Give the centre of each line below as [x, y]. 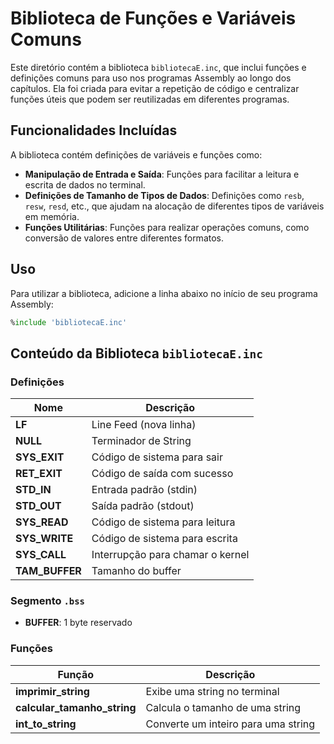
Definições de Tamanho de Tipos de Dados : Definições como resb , [164, 195]
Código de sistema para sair [157, 457]
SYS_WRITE [44, 539]
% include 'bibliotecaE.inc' [69, 322]
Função [76, 674]
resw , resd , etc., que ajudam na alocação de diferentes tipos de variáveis [174, 206]
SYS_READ [42, 522]
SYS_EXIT [40, 457]
